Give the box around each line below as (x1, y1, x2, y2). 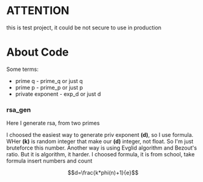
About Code (6, 45, 69, 59)
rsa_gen (6, 105, 31, 114)
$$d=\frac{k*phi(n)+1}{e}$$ (67, 169, 139, 177)
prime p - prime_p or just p (15, 84, 83, 91)
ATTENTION (6, 4, 69, 18)
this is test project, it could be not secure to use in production (6, 24, 161, 31)
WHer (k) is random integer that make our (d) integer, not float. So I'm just (6, 138, 194, 145)
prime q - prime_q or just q (15, 77, 83, 84)
